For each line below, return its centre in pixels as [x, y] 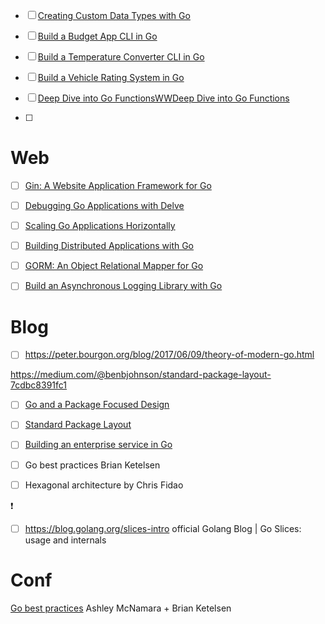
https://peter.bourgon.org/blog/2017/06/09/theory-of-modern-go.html [169, 355]
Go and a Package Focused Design [97, 405]
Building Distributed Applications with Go [109, 246]
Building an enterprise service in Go [98, 445]
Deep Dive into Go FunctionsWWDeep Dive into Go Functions [163, 98]
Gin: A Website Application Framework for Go [118, 185]
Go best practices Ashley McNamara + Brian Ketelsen [121, 608]
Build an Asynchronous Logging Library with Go [123, 286]
